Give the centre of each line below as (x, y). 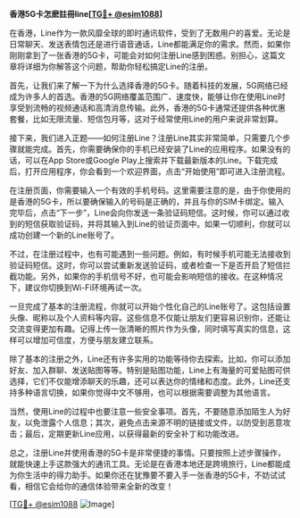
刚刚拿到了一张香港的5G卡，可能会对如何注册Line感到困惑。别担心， (136, 55)
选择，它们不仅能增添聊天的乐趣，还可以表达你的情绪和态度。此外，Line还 (146, 381)
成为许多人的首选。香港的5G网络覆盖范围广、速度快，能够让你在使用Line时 (147, 96)
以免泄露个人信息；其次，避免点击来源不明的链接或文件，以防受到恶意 (154, 422)
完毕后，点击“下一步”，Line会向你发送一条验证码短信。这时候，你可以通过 (146, 213)
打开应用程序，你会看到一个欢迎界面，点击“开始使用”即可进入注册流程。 (157, 171)
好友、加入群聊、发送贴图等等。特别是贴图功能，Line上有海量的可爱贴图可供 (150, 370)
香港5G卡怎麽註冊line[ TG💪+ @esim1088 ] (86, 14)
